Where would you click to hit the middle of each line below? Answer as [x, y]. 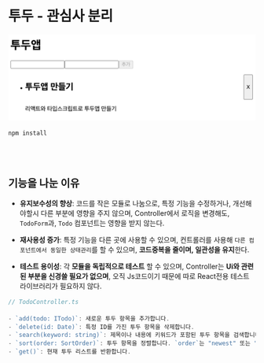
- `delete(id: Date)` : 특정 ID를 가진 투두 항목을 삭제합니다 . [101, 327]
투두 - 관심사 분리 [61, 16]
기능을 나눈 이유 [44, 183]
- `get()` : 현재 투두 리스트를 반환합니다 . [70, 352]
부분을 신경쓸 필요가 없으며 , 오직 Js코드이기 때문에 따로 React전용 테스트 [138, 276]
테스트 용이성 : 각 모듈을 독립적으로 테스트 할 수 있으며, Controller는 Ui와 [129, 266]
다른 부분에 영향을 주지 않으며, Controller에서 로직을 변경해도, [135, 213]
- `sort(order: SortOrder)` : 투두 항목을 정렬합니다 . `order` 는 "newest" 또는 [130, 343]
